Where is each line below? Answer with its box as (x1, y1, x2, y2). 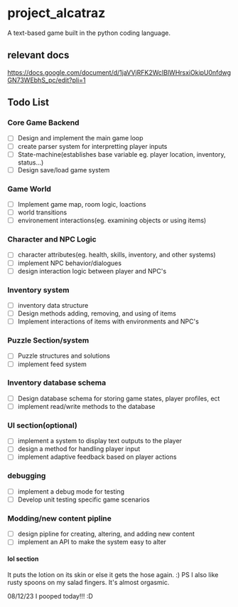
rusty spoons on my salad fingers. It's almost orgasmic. (7, 578, 170, 586)
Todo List (7, 96, 50, 108)
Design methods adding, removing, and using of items (17, 309, 176, 318)
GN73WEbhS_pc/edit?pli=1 (7, 76, 87, 84)
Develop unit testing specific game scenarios (17, 495, 151, 504)
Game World (7, 184, 52, 194)
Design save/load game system (17, 165, 110, 174)
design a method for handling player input (17, 445, 141, 453)
